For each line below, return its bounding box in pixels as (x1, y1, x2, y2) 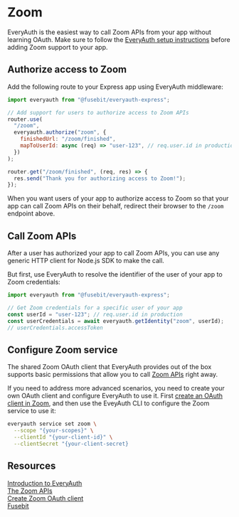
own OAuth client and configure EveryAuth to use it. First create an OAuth (7, 392, 223, 400)
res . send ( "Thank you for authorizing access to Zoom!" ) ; (14, 175, 186, 182)
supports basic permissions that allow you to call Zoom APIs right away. (7, 371, 218, 379)
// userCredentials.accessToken (7, 324, 103, 331)
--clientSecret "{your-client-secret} (14, 440, 129, 447)
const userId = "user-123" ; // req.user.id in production (7, 311, 183, 318)
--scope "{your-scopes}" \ (14, 427, 94, 435)
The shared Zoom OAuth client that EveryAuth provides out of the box (7, 363, 212, 371)
